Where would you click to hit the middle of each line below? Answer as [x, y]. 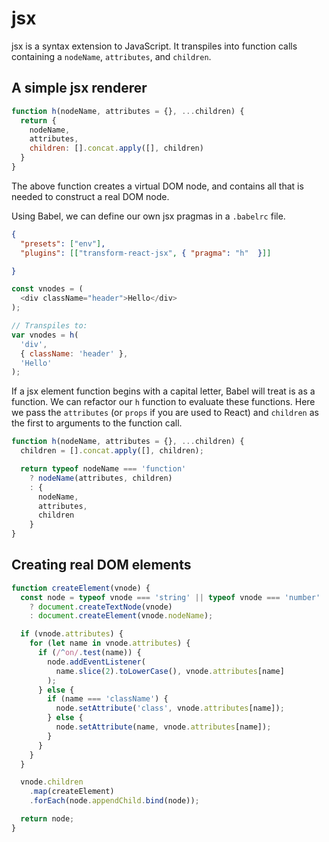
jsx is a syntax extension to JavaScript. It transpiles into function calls [154, 46]
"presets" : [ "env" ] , [63, 243]
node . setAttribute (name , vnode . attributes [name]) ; [163, 727]
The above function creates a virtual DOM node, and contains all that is [157, 186]
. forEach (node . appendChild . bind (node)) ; [114, 801]
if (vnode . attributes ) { [72, 634]
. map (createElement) [72, 792]
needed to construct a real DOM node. [90, 196]
